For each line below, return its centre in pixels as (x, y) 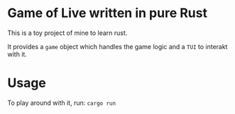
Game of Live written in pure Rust (108, 13)
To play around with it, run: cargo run (61, 103)
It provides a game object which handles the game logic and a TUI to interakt (117, 46)
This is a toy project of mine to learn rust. (67, 33)
